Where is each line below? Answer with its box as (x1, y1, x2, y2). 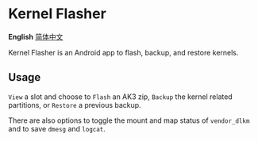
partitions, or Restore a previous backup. (8, 100, 141, 109)
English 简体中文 (8, 32, 64, 41)
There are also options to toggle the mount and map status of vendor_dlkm (8, 116, 250, 125)
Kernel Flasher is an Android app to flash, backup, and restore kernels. (8, 48, 239, 57)
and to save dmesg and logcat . (8, 124, 106, 133)
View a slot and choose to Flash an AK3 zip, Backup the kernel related (8, 92, 233, 101)
